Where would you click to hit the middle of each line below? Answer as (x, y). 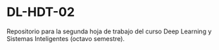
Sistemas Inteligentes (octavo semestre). (65, 38)
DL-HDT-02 (41, 12)
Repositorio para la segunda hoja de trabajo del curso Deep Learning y (109, 31)
